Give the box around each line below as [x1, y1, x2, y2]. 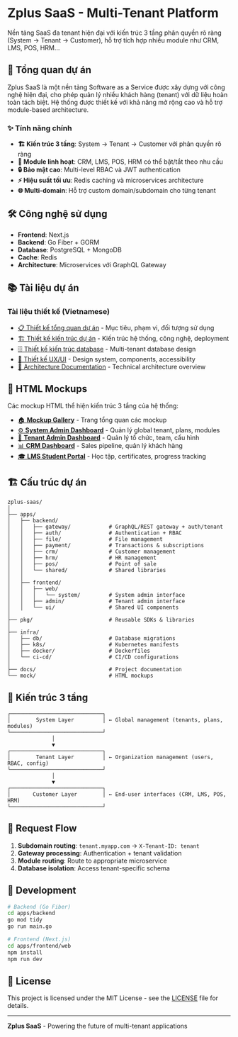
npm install [7, 948, 42, 956]
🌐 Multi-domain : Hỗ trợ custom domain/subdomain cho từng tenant [17, 186, 216, 195]
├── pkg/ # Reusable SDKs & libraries [7, 617, 195, 624]
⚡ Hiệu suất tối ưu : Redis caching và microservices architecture [17, 176, 204, 185]
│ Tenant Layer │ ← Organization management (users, [7, 753, 214, 761]
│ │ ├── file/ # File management [7, 536, 163, 543]
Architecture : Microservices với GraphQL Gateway [17, 260, 166, 269]
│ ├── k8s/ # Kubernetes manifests [7, 641, 179, 649]
